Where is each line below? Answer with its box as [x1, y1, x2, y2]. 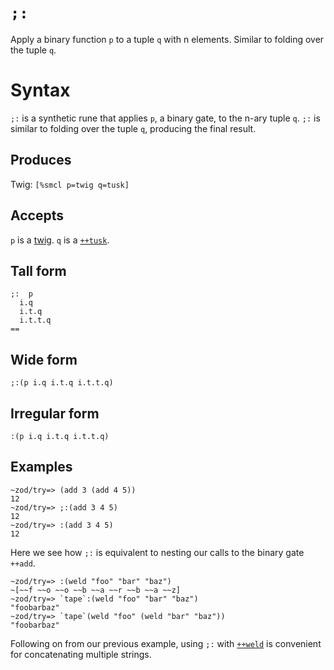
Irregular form [10, 405, 100, 422]
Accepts [10, 207, 64, 224]
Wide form [10, 351, 78, 368]
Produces [10, 152, 72, 169]
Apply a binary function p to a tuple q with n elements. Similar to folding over [10, 33, 325, 45]
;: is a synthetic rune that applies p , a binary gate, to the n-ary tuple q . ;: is [10, 112, 321, 124]
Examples [10, 459, 73, 476]
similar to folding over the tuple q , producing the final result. [10, 122, 257, 134]
